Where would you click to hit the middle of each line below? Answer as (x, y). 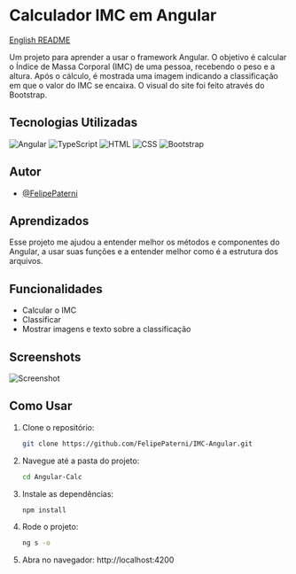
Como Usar (41, 406)
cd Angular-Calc (52, 477)
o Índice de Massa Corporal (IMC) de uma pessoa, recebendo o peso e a (142, 66)
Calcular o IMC (49, 310)
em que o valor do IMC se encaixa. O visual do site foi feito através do (137, 85)
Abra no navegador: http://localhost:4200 (98, 560)
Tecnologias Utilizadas (74, 123)
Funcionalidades (56, 289)
